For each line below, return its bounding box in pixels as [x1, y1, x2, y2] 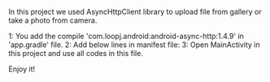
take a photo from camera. [8, 15, 98, 25]
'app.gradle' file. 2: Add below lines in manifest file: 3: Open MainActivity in [8, 40, 260, 50]
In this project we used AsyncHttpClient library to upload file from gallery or [8, 7, 262, 16]
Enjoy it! [8, 64, 36, 74]
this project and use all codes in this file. [8, 49, 144, 58]
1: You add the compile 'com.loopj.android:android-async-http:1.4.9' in [8, 32, 244, 41]
